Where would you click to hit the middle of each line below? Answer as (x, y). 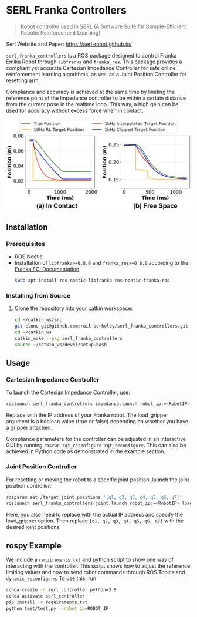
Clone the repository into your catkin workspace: (74, 308)
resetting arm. (23, 80)
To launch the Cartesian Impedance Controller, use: (68, 392)
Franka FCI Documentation (47, 269)
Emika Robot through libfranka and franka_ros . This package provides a (94, 62)
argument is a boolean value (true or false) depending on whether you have (97, 422)
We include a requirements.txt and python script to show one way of (90, 560)
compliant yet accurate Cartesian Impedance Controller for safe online (91, 68)
